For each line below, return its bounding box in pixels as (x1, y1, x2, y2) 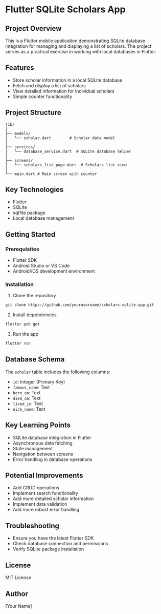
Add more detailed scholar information (12, 495, 94, 502)
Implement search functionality (12, 490, 78, 496)
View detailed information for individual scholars (12, 88, 115, 94)
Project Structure (5, 108, 61, 117)
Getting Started (5, 230, 56, 239)
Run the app (12, 331, 39, 337)
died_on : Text (12, 395, 41, 401)
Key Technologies (5, 185, 64, 194)
